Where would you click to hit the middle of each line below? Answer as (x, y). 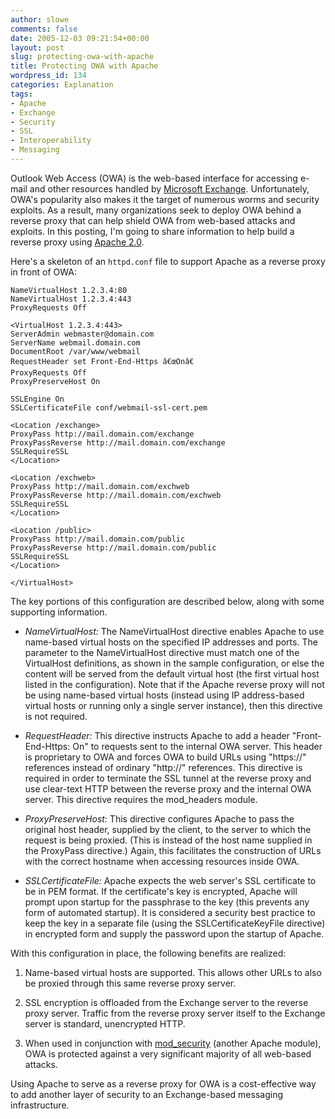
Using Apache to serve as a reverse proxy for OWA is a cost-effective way (163, 1083)
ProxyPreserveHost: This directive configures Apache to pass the (159, 818)
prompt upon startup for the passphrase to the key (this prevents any (167, 902)
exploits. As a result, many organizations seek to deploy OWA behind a (156, 210)
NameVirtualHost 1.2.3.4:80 (69, 290)
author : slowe (40, 19)
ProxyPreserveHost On (55, 381)
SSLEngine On (37, 399)
